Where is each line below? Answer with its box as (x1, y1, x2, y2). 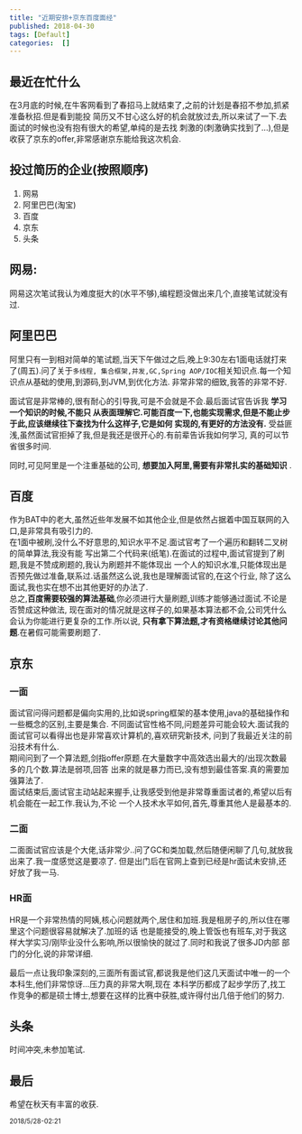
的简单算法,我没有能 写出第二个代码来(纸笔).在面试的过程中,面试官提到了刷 (9, 548, 286, 559)
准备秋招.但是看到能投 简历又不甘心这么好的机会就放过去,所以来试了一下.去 (9, 111, 288, 122)
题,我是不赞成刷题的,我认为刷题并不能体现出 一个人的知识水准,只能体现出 (9, 559, 279, 570)
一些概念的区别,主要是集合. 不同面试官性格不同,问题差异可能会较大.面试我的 (9, 719, 290, 729)
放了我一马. (16, 867, 60, 878)
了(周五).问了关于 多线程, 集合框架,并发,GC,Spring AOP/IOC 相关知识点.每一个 (9, 364, 284, 375)
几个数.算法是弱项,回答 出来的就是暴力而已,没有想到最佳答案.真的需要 (24, 764, 282, 774)
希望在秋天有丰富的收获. (9, 1099, 99, 1110)
